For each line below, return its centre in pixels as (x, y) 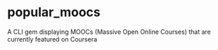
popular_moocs (54, 12)
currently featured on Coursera (52, 39)
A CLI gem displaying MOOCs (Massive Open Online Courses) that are (109, 32)
